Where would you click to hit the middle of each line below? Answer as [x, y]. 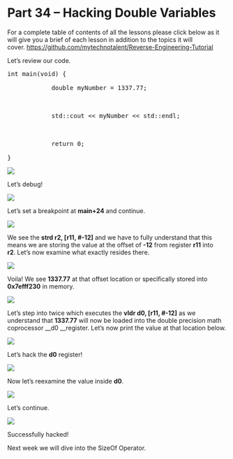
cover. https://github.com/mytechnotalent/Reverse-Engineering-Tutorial [111, 47]
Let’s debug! [25, 184]
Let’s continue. [28, 407]
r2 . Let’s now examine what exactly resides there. [78, 252]
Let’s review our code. [39, 60]
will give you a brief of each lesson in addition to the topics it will [100, 39]
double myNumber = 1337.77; [99, 88]
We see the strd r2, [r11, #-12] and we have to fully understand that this [110, 237]
